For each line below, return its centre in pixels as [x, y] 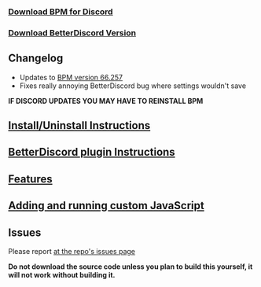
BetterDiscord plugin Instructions [92, 152]
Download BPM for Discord [61, 12]
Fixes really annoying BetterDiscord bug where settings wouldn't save [132, 86]
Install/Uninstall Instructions [79, 125]
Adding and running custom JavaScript [106, 206]
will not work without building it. [62, 275]
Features [30, 179]
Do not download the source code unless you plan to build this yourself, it [130, 267]
